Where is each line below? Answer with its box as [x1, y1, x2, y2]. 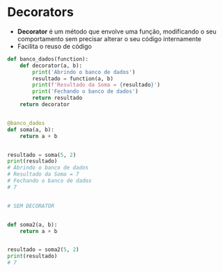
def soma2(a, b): [7, 221, 58, 228]
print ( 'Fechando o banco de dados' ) [32, 88, 139, 95]
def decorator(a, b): [20, 62, 82, 69]
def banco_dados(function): [7, 55, 89, 63]
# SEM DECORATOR [7, 202, 54, 209]
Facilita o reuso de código [17, 42, 92, 50]
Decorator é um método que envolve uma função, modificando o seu [17, 27, 217, 36]
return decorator [20, 101, 70, 108]
